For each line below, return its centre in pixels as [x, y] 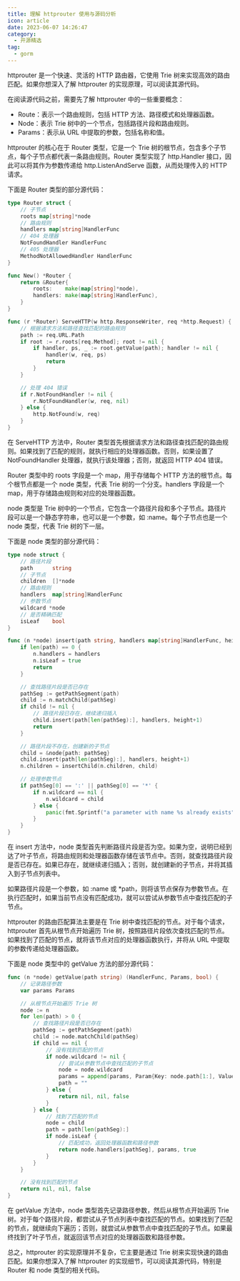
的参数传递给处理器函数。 [45, 948]
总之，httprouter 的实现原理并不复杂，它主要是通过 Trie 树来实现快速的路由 [118, 1252]
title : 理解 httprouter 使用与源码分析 [62, 14]
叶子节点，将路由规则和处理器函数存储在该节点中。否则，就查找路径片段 [126, 856]
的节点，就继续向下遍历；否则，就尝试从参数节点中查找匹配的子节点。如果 [117, 1228]
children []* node [47, 582]
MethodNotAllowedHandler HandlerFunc [76, 256]
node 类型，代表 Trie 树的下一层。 [58, 526]
